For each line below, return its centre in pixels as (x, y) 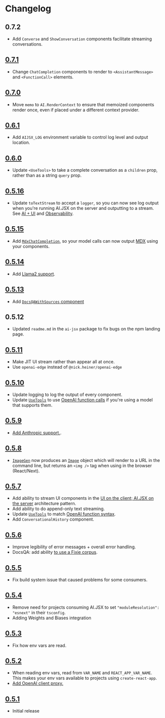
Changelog (28, 9)
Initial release (26, 711)
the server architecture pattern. (44, 504)
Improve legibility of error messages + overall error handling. (74, 547)
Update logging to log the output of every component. (67, 394)
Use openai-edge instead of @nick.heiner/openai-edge (67, 367)
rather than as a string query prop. (47, 175)
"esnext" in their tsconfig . (39, 612)
